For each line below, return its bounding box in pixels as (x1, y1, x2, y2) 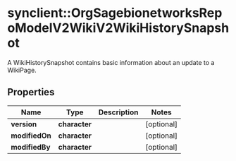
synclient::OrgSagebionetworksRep (7, 5, 223, 21)
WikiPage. (7, 66, 37, 74)
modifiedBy (11, 142, 51, 152)
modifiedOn (11, 131, 51, 141)
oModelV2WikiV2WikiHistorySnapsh (7, 20, 230, 36)
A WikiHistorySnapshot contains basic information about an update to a (7, 58, 215, 66)
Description (98, 107, 139, 117)
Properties (7, 86, 55, 98)
